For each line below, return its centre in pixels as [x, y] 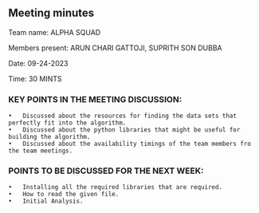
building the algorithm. [49, 137]
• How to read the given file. [64, 195]
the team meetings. [41, 151]
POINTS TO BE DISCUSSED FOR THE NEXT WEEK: [106, 171]
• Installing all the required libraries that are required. [116, 187]
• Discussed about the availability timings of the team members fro [129, 144]
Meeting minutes [51, 13]
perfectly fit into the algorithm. [67, 123]
